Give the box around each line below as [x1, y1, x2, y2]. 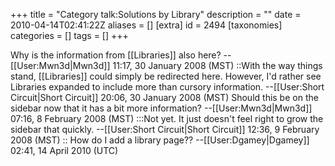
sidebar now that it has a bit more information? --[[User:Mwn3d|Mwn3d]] [10, 102, 313, 114]
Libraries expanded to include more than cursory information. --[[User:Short [10, 81, 325, 93]
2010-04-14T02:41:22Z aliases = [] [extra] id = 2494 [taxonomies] [10, 19, 283, 31]
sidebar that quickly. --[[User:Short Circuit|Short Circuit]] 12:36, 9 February [10, 124, 320, 135]
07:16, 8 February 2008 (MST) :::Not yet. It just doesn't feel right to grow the [10, 113, 324, 124]
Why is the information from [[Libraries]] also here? [10, 49, 222, 61]
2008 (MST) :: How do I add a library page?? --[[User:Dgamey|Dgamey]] [10, 134, 310, 146]
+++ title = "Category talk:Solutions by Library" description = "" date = [10, 9, 302, 20]
